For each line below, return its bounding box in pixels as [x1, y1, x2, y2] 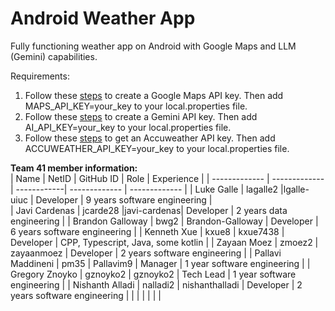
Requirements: [10, 70, 70, 82]
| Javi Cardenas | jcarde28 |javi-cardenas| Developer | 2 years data [10, 204, 288, 216]
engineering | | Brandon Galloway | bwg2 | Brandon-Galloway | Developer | [10, 215, 319, 227]
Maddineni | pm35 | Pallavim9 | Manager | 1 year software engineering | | [10, 257, 311, 269]
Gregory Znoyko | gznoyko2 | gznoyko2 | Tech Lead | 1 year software [10, 268, 297, 280]
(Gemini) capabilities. [10, 50, 98, 62]
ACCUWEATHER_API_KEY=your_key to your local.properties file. [24, 142, 290, 154]
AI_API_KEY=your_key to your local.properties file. [24, 121, 232, 133]
